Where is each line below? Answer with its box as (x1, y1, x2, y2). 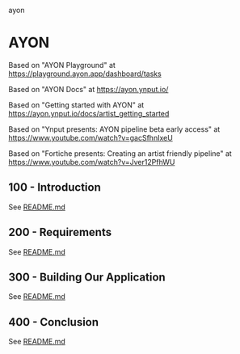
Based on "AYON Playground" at (8, 60, 116, 70)
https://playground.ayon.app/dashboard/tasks (8, 69, 162, 78)
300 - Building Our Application (8, 270, 166, 284)
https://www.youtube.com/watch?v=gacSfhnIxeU (8, 133, 174, 142)
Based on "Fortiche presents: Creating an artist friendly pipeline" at (8, 148, 232, 158)
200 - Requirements (8, 225, 112, 239)
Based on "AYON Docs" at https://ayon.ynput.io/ (8, 84, 169, 94)
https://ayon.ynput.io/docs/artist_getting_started (8, 108, 170, 118)
